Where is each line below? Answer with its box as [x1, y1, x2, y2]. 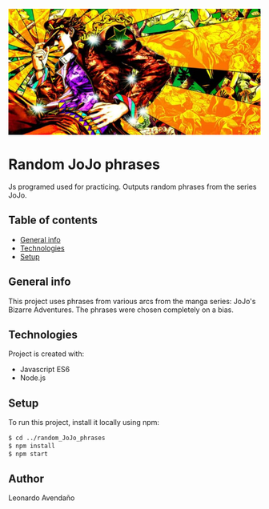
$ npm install [8, 442, 56, 451]
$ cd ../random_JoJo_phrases [8, 434, 106, 443]
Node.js [19, 373, 46, 383]
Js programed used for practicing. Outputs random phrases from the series [8, 182, 257, 191]
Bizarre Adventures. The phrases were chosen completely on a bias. [8, 305, 235, 315]
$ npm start [8, 450, 48, 459]
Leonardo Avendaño [8, 493, 75, 503]
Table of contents [8, 214, 98, 227]
